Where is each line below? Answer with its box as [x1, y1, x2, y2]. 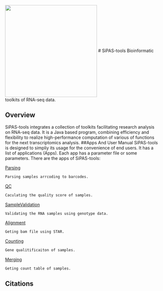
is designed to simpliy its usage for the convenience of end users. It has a [5, 145, 154, 151]
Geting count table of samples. [5, 266, 71, 271]
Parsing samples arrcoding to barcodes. [5, 174, 89, 179]
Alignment [5, 220, 26, 226]
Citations [5, 280, 34, 288]
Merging [5, 257, 22, 263]
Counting [5, 238, 23, 244]
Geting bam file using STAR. [5, 229, 65, 235]
